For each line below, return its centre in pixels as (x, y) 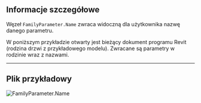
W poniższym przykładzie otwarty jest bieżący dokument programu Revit (96, 42)
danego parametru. (30, 30)
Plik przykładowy (39, 79)
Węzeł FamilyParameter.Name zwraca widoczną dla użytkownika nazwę (93, 24)
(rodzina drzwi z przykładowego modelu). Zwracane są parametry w (91, 48)
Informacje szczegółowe (53, 10)
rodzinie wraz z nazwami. (38, 54)
